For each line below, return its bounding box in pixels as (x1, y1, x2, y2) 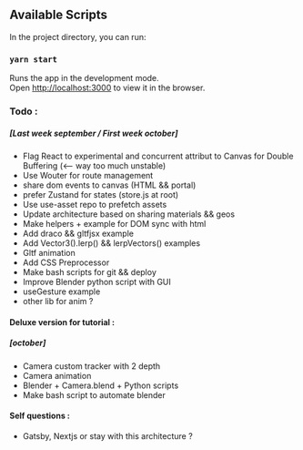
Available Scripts (9, 7, 107, 23)
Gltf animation (22, 248, 76, 258)
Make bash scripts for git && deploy (22, 267, 157, 277)
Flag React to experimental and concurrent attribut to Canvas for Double (22, 150, 294, 161)
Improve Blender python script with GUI (22, 277, 171, 287)
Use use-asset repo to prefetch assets (22, 199, 167, 210)
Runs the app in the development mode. (9, 73, 159, 84)
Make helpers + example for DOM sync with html (22, 219, 207, 229)
